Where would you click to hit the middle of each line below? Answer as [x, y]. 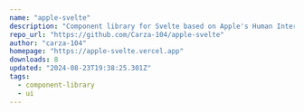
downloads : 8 [34, 60]
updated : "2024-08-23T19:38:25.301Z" [81, 69]
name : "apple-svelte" [50, 18]
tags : [19, 77]
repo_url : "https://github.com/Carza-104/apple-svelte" [117, 34]
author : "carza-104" [48, 43]
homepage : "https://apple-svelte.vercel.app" [96, 51]
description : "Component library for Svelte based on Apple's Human [141, 26]
